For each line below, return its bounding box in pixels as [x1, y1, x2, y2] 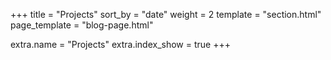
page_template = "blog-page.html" [10, 19, 154, 31]
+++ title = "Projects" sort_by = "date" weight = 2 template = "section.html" [10, 9, 322, 20]
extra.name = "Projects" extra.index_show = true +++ [10, 39, 231, 50]
